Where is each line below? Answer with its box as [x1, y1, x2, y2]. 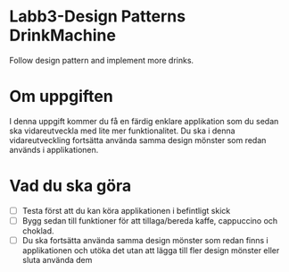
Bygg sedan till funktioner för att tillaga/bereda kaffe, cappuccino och [21, 215, 278, 225]
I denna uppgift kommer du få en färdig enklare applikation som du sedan [9, 115, 279, 126]
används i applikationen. [9, 144, 99, 155]
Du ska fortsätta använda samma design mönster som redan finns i [21, 234, 269, 245]
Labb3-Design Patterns [9, 6, 186, 27]
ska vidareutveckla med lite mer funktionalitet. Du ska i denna [9, 125, 235, 136]
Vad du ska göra [9, 176, 132, 196]
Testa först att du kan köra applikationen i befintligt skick [21, 205, 231, 216]
